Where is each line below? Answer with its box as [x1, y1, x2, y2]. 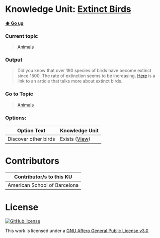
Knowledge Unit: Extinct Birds [5, 3, 132, 15]
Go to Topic [5, 90, 33, 97]
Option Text [17, 127, 46, 134]
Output [5, 56, 23, 63]
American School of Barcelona [7, 181, 79, 188]
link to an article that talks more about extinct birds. [17, 78, 123, 84]
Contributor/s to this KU [14, 173, 73, 180]
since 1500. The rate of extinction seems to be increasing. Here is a [17, 73, 156, 79]
